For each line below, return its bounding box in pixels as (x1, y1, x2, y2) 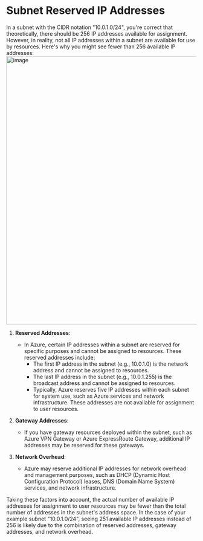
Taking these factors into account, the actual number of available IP (6, 496, 175, 503)
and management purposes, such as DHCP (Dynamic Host (24, 471, 170, 478)
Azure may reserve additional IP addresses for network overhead (24, 465, 187, 472)
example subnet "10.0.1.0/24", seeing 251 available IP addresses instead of (6, 515, 192, 522)
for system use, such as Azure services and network (33, 392, 164, 400)
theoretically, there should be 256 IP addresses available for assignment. (6, 30, 187, 37)
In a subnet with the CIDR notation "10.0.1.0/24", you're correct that (6, 24, 173, 31)
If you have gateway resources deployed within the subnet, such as (24, 429, 192, 436)
